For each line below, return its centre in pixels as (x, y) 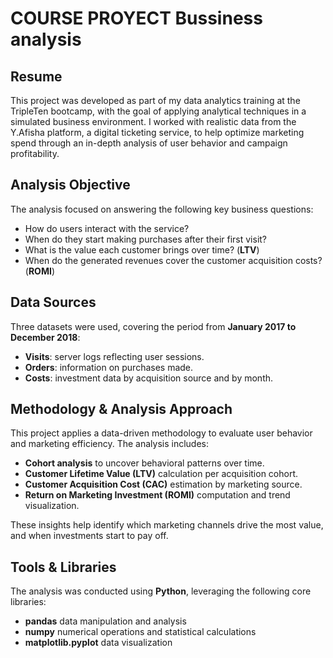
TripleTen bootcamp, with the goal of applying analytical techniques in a (158, 111)
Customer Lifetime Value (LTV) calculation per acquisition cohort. (161, 474)
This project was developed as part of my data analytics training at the (155, 100)
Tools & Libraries (63, 567)
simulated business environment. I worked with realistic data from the (153, 121)
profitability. (35, 153)
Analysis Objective (70, 185)
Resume (36, 76)
